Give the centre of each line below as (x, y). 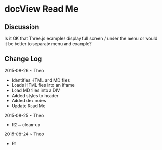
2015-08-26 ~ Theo (24, 70)
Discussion (22, 27)
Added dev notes (29, 100)
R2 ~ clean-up (26, 124)
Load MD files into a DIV (36, 90)
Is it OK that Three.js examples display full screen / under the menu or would (81, 38)
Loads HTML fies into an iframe (43, 85)
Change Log (23, 59)
